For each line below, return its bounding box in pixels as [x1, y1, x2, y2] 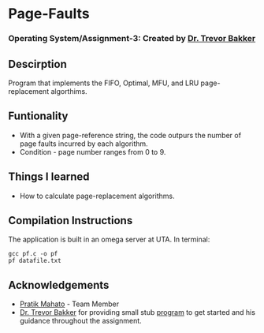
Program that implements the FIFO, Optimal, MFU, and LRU [8, 78, 199, 88]
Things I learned [8, 170, 90, 184]
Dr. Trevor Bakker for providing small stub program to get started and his [19, 308, 256, 317]
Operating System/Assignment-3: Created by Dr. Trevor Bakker [8, 33, 256, 44]
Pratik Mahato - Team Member [19, 299, 120, 309]
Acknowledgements [8, 278, 110, 292]
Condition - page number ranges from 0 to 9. [19, 147, 166, 156]
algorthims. [50, 86, 88, 95]
